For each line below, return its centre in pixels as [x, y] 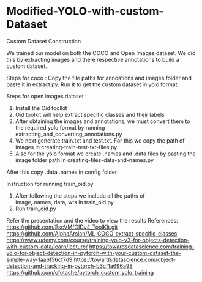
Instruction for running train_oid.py [50, 184]
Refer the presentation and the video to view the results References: [92, 220]
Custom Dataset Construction [44, 41]
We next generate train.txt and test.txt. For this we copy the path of [100, 140]
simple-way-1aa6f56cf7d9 [39, 259]
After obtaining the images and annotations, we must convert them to [103, 121]
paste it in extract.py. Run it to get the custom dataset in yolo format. [93, 84]
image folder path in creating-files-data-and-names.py [84, 160]
